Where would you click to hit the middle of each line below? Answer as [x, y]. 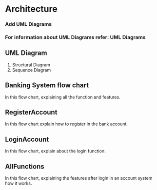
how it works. [19, 183]
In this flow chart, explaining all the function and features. [63, 97]
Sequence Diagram [31, 70]
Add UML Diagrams [29, 24]
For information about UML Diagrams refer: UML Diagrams [75, 38]
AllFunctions [25, 166]
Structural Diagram [31, 65]
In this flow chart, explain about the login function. [55, 151]
